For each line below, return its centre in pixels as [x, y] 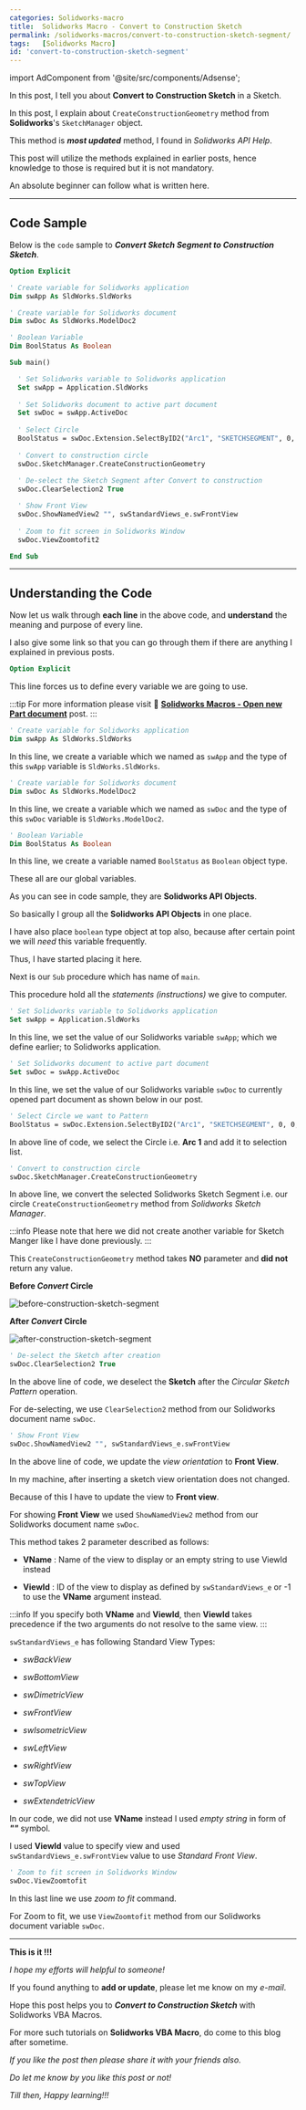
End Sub [24, 556]
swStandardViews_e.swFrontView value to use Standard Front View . [133, 1855]
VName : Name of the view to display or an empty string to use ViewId [155, 1559]
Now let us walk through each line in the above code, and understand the [148, 615]
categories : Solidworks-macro [67, 18]
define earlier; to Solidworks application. [85, 1047]
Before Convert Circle [51, 1286]
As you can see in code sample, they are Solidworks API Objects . [133, 896]
